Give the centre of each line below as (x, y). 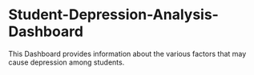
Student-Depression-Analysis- (113, 15)
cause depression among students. (67, 62)
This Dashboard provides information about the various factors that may (127, 53)
